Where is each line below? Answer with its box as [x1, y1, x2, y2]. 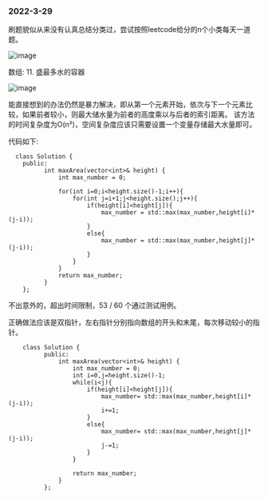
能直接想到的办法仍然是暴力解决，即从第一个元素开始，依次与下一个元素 [8, 100, 246, 110]
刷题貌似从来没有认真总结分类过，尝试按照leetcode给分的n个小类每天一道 [8, 25, 251, 34]
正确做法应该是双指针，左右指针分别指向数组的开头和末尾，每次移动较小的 [8, 317, 253, 327]
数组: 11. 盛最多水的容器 [8, 67, 85, 77]
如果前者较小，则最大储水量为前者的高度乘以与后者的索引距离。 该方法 [22, 110, 255, 119]
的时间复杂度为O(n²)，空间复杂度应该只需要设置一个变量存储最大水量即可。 [8, 120, 257, 130]
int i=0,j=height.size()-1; [72, 372, 166, 380]
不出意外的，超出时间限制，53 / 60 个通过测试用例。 [8, 301, 181, 310]
